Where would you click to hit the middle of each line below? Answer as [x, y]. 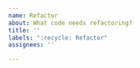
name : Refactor [33, 15]
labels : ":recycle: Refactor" [58, 38]
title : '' [25, 30]
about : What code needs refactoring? [70, 23]
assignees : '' [32, 45]
